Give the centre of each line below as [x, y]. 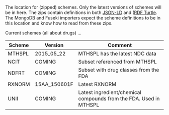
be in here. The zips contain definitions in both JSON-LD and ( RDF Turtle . [81, 12]
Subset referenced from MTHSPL [117, 62]
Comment [120, 45]
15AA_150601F [54, 84]
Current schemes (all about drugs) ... [44, 33]
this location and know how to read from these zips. [59, 23]
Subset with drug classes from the [119, 70]
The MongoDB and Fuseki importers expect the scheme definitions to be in [83, 18]
